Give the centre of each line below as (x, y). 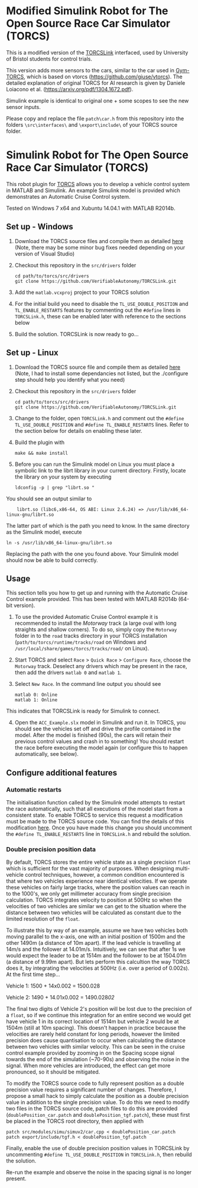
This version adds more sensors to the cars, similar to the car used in (90, 70)
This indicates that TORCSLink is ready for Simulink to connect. (83, 711)
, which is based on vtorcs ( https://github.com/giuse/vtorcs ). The (103, 76)
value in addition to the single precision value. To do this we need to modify (98, 1102)
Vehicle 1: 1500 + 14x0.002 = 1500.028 (53, 986)
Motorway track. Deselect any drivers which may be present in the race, (101, 666)
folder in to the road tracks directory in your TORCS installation (91, 636)
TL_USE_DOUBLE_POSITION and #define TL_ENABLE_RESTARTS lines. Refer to (102, 424)
